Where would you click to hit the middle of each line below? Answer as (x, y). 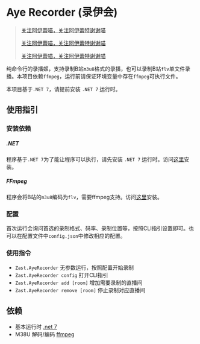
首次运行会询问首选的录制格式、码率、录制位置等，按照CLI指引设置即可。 (97, 228)
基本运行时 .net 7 (36, 326)
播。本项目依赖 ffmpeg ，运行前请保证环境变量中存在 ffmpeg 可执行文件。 (94, 76)
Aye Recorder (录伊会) (62, 12)
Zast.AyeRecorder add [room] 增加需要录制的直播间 (79, 282)
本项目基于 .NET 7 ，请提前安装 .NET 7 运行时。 (64, 89)
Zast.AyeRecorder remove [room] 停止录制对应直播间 (80, 290)
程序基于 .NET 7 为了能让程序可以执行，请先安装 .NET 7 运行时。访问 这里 (95, 159)
